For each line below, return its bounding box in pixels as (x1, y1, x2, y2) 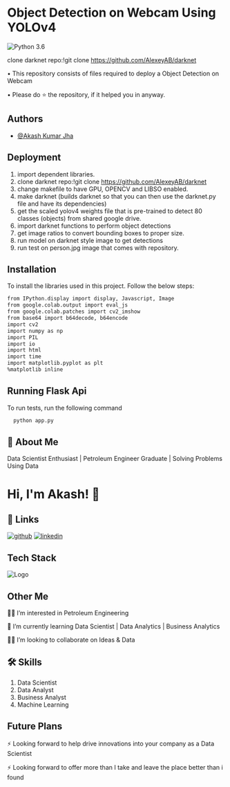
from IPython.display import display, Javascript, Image (7, 296, 175, 302)
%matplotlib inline (7, 366, 64, 373)
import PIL (7, 334, 39, 341)
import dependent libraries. (17, 170, 95, 178)
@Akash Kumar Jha (17, 132, 74, 140)
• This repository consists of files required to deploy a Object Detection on (7, 69, 220, 78)
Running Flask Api (7, 386, 87, 397)
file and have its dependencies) (17, 199, 107, 208)
